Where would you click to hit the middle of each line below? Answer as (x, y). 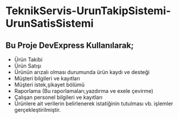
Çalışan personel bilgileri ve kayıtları (58, 97)
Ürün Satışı (28, 66)
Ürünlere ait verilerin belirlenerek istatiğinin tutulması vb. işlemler (94, 104)
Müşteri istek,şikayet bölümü (49, 85)
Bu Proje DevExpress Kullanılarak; (70, 45)
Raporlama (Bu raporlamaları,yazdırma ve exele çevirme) (84, 91)
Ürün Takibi (28, 59)
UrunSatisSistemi (50, 23)
